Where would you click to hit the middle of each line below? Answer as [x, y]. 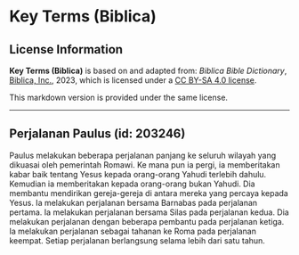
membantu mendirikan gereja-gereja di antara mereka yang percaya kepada [149, 193]
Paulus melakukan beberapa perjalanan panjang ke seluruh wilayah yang [143, 155]
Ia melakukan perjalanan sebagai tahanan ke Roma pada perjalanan [133, 231]
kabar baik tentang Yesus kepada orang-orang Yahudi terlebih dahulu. [138, 174]
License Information [66, 49]
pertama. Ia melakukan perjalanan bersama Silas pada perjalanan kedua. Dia [149, 212]
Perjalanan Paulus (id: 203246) [97, 134]
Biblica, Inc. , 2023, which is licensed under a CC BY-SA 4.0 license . [133, 80]
